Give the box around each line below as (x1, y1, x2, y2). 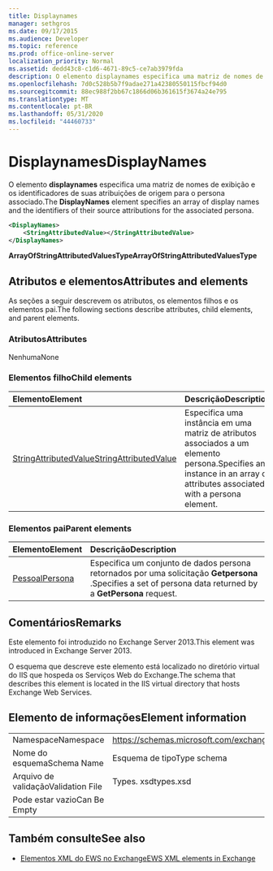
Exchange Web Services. (8, 687, 93, 697)
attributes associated (184, 478, 266, 489)
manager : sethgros (8, 19, 71, 28)
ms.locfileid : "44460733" (8, 118, 96, 126)
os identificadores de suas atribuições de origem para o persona (8, 188, 225, 197)
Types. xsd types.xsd (112, 775, 192, 786)
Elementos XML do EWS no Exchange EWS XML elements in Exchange (19, 853, 256, 863)
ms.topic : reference (8, 42, 79, 50)
